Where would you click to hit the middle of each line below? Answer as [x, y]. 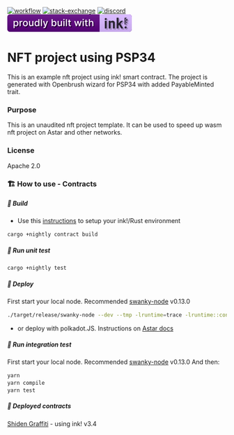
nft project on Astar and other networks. [65, 132]
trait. [14, 91]
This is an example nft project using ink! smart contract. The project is [107, 77]
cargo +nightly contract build [53, 235]
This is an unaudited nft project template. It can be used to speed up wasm [115, 125]
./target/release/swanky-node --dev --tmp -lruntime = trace [95, 315]
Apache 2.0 [24, 166]
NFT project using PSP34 [81, 58]
